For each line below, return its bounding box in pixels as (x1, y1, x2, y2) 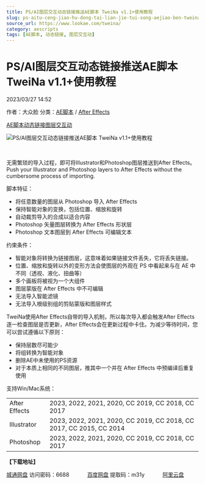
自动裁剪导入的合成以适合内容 (15, 213, 90, 220)
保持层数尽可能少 (15, 341, 59, 349)
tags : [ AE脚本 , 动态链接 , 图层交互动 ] (6, 32, 95, 38)
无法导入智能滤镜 (15, 292, 59, 300)
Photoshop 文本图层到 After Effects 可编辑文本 (15, 228, 132, 236)
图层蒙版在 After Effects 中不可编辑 (15, 285, 104, 292)
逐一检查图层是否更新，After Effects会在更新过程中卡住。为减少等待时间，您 (6, 321, 198, 328)
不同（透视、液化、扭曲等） (15, 270, 85, 277)
